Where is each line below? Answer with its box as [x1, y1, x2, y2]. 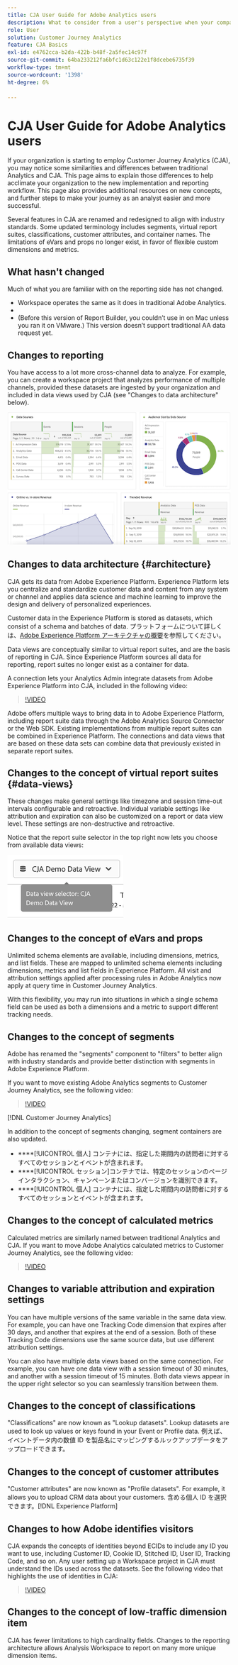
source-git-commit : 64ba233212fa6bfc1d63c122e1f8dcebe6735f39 [7, 57, 195, 64]
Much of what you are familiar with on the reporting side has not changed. [7, 284, 224, 294]
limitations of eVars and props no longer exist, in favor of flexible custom [7, 238, 219, 246]
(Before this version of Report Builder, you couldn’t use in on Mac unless [17, 314, 229, 322]
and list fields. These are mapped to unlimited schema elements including [7, 958, 222, 968]
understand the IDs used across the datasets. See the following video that [7, 1564, 223, 1573]
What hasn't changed [7, 266, 105, 278]
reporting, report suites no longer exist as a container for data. [7, 660, 189, 668]
